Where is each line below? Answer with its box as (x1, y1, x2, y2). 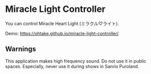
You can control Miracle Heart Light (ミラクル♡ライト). (5, 20, 119, 26)
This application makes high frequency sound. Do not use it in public (5, 58, 146, 64)
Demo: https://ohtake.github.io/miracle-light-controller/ (5, 30, 119, 36)
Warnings (5, 45, 36, 53)
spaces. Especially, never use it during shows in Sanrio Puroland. (5, 63, 139, 69)
